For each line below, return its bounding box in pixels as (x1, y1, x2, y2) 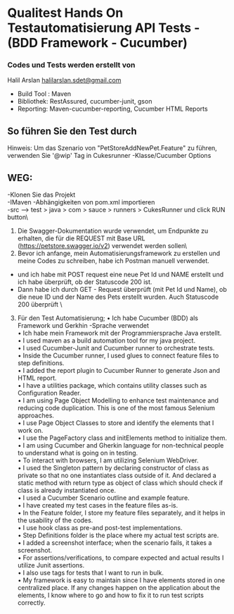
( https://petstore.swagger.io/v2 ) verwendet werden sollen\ (17, 242, 188, 250)
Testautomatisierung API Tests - (7, 20, 200, 36)
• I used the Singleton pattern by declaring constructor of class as (17, 464, 209, 472)
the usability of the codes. (17, 516, 93, 524)
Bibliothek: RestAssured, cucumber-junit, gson (17, 97, 152, 106)
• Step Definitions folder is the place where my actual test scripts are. (17, 531, 219, 540)
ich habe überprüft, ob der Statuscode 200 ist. (17, 278, 152, 286)
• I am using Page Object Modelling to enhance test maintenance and (17, 396, 219, 405)
